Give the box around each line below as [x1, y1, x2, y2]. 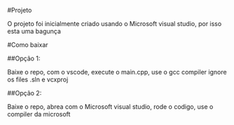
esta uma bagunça [7, 27, 62, 35]
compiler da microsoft [7, 110, 71, 118]
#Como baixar [7, 41, 48, 48]
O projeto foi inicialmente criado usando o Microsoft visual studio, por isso [7, 20, 222, 27]
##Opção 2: [7, 89, 42, 97]
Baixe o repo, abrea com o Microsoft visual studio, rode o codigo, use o [7, 103, 214, 111]
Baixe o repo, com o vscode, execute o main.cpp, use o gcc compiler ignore [7, 68, 227, 76]
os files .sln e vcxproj [7, 75, 69, 84]
